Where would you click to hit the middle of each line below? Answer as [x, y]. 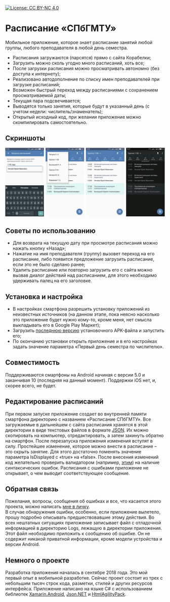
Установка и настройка [44, 297]
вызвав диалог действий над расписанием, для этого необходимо [84, 275]
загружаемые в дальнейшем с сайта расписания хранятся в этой [76, 424]
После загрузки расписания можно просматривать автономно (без [86, 68]
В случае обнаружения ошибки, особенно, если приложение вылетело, [83, 512]
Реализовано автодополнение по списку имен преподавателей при [86, 79]
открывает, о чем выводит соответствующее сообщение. [68, 473]
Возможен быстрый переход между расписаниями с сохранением [85, 90]
